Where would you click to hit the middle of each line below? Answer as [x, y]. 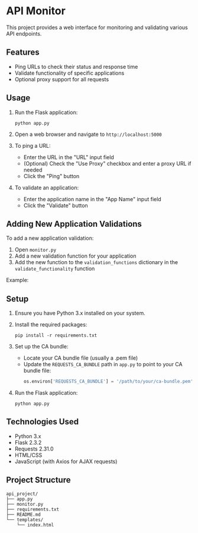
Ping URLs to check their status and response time [76, 66]
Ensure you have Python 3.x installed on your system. [80, 313]
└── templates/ [25, 520]
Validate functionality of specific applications [69, 73]
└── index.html [35, 525]
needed [33, 170]
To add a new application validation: [50, 238]
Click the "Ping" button [51, 176]
